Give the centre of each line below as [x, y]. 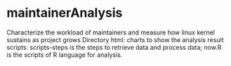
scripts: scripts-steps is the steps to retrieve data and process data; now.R [114, 47]
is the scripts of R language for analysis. [65, 55]
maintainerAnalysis [65, 13]
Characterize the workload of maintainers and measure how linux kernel [111, 32]
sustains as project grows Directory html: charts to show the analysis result [115, 39]
